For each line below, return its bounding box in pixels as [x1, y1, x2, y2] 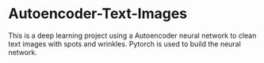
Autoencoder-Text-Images [8, 5, 188, 23]
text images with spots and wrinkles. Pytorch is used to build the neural [8, 39, 242, 48]
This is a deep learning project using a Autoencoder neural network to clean [8, 31, 257, 40]
